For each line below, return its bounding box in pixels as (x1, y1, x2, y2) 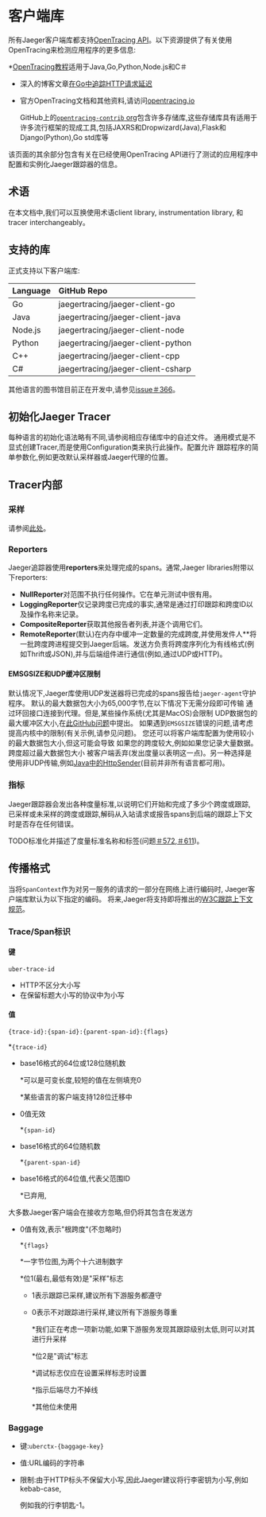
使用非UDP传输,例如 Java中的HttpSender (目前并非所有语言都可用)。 (8, 757, 229, 768)
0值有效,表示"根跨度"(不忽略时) (19, 1224, 121, 1234)
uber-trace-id (8, 965, 56, 973)
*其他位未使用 (31, 1402, 78, 1411)
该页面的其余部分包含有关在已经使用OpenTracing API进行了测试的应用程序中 (8, 149, 258, 159)
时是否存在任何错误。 (8, 819, 78, 828)
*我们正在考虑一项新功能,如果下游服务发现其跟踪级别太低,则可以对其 (31, 1324, 256, 1333)
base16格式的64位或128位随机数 (19, 1059, 126, 1068)
